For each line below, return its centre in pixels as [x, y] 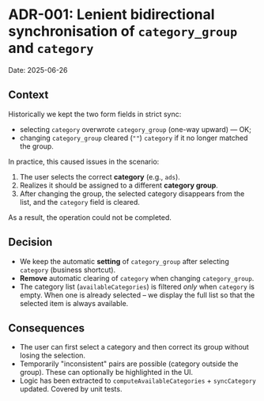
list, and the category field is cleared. [80, 202]
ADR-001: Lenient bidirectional [111, 15]
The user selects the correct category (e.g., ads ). [100, 176]
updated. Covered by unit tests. [71, 389]
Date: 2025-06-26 [38, 70]
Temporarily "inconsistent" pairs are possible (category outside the [129, 364]
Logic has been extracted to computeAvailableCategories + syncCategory [138, 380]
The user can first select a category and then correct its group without [134, 347]
